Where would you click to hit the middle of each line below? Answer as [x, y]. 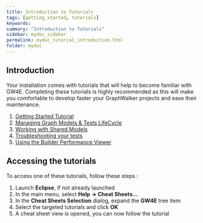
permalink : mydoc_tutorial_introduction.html [65, 40]
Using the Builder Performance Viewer [63, 142]
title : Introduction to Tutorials [50, 12]
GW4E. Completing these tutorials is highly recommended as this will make [100, 91]
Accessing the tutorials [51, 161]
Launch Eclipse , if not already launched [65, 187]
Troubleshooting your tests [49, 136]
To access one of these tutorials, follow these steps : [72, 176]
